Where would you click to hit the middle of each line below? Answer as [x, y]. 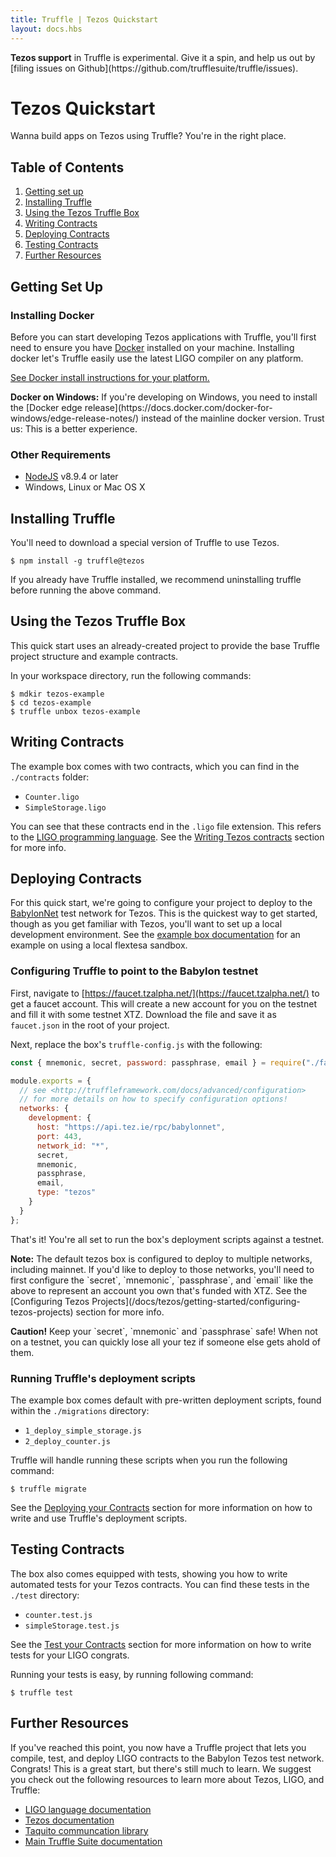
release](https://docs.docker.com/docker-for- [178, 407]
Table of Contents [67, 167]
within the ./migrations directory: [80, 1410]
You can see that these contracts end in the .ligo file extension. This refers [166, 826]
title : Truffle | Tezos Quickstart [84, 19]
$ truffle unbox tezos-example [75, 711]
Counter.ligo [52, 797]
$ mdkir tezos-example [57, 694]
